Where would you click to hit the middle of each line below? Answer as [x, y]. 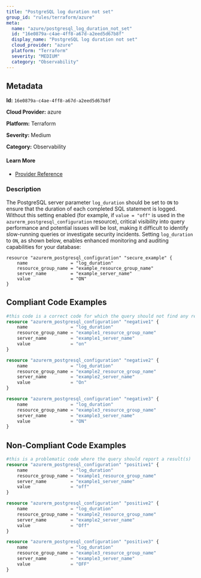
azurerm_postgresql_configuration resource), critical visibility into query [95, 221]
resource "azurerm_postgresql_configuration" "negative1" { [83, 322]
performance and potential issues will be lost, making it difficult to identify [97, 227]
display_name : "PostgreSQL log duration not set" [74, 39]
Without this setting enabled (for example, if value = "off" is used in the [96, 215]
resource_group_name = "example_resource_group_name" [85, 268]
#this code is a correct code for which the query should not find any [97, 316]
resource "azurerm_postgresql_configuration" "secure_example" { [89, 258]
